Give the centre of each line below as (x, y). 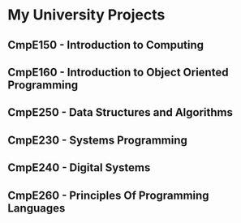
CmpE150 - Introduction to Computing (106, 45)
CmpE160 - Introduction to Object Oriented (118, 72)
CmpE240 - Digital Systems (79, 168)
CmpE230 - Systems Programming (98, 140)
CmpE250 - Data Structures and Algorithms (120, 112)
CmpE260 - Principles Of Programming (108, 195)
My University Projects (86, 15)
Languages (37, 208)
